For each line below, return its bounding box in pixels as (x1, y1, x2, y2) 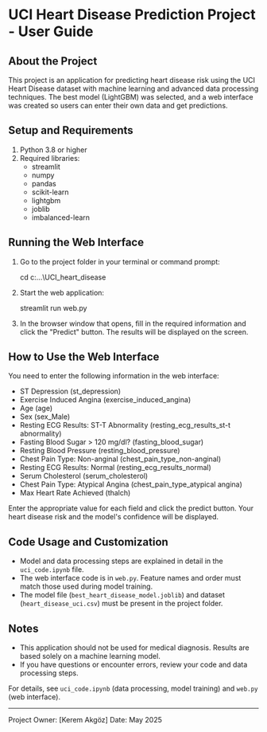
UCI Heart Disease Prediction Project (8, 6, 256, 24)
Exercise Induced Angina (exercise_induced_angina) (19, 395, 192, 405)
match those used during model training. (19, 581, 153, 591)
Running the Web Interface (8, 236, 145, 249)
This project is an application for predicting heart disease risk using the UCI (8, 76, 256, 84)
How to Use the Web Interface (8, 350, 160, 364)
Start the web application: (19, 288, 105, 297)
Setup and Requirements (8, 123, 133, 137)
